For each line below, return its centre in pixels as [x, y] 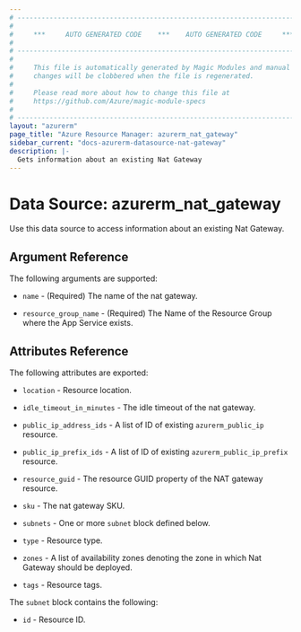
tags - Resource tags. [62, 585]
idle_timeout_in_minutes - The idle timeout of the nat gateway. [139, 408]
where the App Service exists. [77, 323]
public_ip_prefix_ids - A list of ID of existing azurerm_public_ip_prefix [155, 452]
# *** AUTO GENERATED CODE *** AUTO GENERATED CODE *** [152, 34]
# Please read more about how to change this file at [120, 92]
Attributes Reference [69, 351]
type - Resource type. [62, 540]
